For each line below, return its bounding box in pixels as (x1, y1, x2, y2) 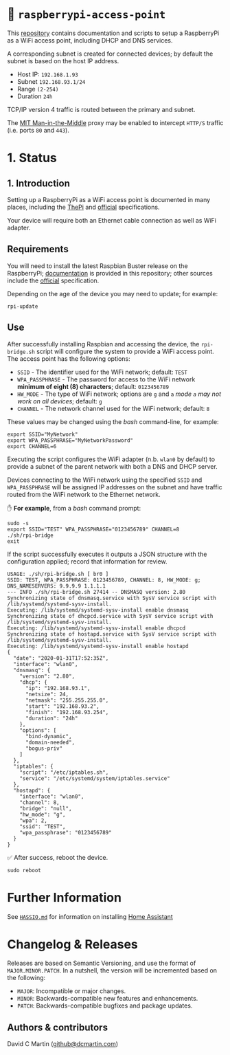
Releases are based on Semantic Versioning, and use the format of (7, 959, 196, 968)
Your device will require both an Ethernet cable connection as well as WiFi (7, 216, 217, 224)
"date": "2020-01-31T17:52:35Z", (13, 654, 109, 662)
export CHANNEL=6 (7, 443, 57, 449)
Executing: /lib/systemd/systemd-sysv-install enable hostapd (7, 643, 189, 649)
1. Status (7, 151, 57, 166)
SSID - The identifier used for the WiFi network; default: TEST (16, 368, 187, 376)
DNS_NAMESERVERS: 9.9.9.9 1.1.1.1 (7, 582, 106, 590)
